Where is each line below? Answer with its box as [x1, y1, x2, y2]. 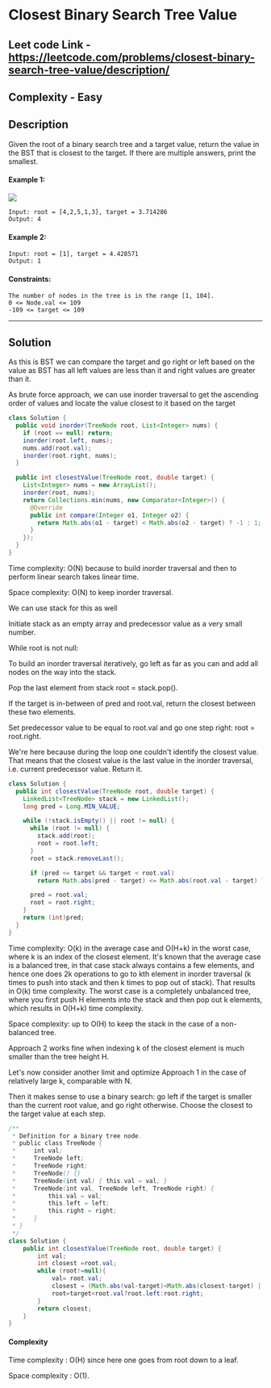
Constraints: [8, 274, 52, 283]
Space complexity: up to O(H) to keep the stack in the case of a [8, 1019, 219, 1029]
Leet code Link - [8, 38, 91, 52]
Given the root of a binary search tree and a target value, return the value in [8, 139, 260, 149]
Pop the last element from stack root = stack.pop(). [8, 682, 179, 692]
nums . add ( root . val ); [23, 444, 92, 452]
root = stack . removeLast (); [29, 854, 125, 862]
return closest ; [37, 1304, 92, 1313]
